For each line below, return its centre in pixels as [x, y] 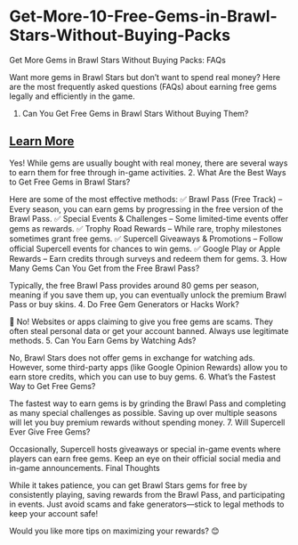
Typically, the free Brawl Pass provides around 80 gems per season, [134, 285]
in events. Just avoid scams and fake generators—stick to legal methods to [147, 504]
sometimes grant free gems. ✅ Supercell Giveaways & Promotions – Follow [146, 239]
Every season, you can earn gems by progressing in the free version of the [146, 209]
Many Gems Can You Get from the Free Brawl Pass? [105, 268]
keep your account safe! [54, 513]
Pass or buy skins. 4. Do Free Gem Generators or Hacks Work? [125, 304]
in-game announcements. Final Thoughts [85, 468]
